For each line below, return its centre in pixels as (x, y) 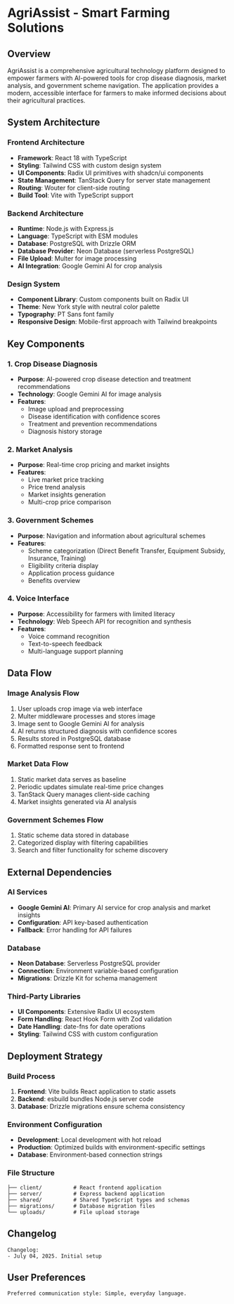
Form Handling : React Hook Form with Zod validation (95, 1019)
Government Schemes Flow (56, 819)
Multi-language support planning (76, 651)
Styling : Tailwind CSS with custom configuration (87, 1034)
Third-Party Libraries (44, 996)
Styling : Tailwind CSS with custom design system (89, 165)
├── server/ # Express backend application (86, 1194)
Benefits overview (54, 580)
